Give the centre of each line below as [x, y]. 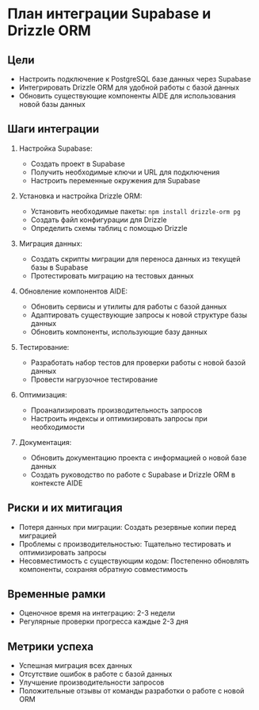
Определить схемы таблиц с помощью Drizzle [109, 228]
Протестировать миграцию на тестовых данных [112, 275]
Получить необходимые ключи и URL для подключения [125, 172]
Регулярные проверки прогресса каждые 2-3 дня [104, 622]
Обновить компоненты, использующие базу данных [119, 332]
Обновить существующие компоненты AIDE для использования [127, 96]
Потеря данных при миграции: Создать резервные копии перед [128, 527]
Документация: [45, 442]
